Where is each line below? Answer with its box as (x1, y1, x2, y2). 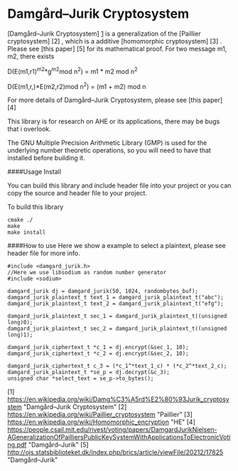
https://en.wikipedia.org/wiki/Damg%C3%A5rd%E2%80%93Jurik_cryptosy (7, 395, 229, 404)
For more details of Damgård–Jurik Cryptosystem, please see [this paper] (7, 95, 223, 105)
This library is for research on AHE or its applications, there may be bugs (7, 117, 220, 126)
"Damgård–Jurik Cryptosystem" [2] (23, 403, 127, 411)
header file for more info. (7, 249, 80, 258)
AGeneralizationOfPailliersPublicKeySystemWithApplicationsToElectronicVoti (7, 433, 231, 442)
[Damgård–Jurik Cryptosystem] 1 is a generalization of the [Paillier (7, 29, 201, 38)
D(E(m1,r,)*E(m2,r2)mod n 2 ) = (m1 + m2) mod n (7, 81, 146, 90)
